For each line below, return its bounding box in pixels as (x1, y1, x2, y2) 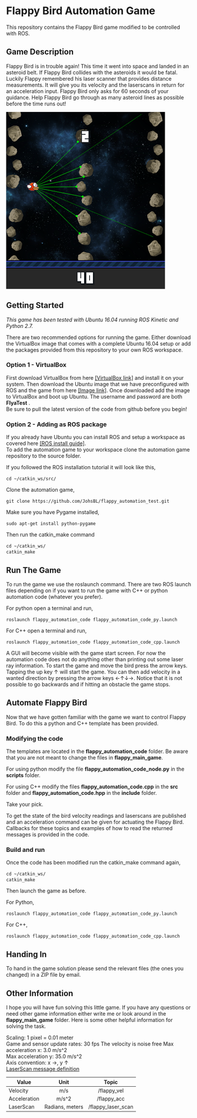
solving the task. (6, 1023, 46, 1030)
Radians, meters (44, 1103, 84, 1110)
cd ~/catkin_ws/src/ (6, 476, 57, 482)
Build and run (6, 846, 45, 854)
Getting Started (6, 300, 64, 310)
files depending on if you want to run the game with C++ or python (6, 587, 168, 594)
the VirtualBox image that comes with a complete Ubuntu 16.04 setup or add (6, 340, 191, 347)
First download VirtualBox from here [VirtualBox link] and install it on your (6, 374, 184, 381)
